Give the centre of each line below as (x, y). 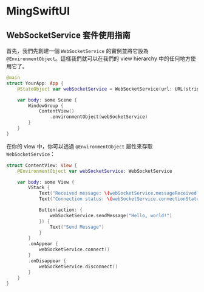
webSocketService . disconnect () (78, 266)
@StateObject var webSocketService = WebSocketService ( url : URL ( (102, 89)
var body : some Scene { (47, 100)
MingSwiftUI (38, 11)
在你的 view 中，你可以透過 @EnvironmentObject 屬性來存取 (80, 146)
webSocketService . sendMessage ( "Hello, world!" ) (111, 215)
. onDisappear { (47, 261)
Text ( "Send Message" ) (77, 227)
